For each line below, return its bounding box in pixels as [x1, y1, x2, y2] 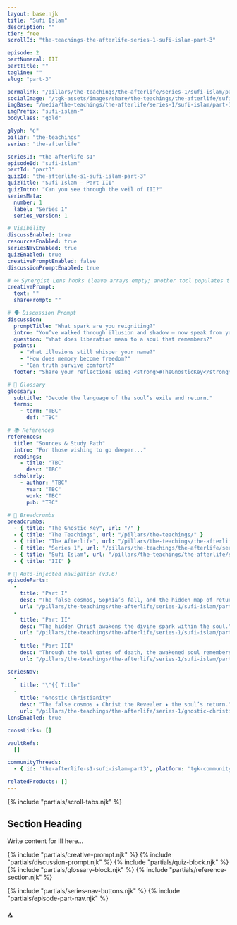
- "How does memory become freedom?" [20, 356, 131, 363]
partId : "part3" [7, 167, 55, 174]
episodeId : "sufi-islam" [7, 159, 80, 167]
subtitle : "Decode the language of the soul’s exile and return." [13, 394, 213, 401]
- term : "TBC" [20, 407, 61, 415]
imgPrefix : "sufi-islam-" [7, 108, 83, 115]
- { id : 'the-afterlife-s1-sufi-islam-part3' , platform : [13, 766, 185, 773]
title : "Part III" [20, 643, 74, 650]
